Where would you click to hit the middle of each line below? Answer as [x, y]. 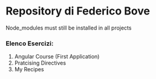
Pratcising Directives [40, 63]
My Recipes [29, 69]
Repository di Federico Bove [78, 11]
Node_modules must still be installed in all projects [69, 28]
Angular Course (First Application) [57, 57]
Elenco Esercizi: [30, 43]
